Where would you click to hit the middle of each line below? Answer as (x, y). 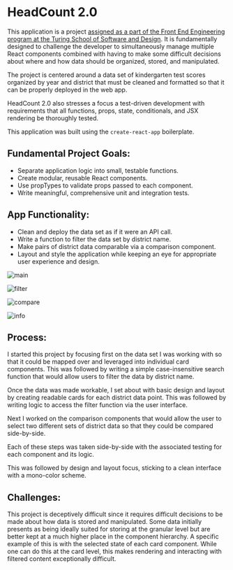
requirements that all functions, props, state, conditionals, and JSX (103, 111)
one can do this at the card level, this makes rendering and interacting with (114, 551)
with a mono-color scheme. (47, 476)
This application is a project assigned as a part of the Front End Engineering (116, 31)
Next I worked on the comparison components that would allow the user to (114, 419)
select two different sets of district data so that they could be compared (111, 426)
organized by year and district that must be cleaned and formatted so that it (116, 82)
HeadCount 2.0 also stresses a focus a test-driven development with (106, 103)
